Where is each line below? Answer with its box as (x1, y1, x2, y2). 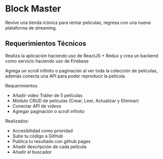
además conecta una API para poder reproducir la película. (5, 73, 126, 79)
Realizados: (5, 118, 29, 124)
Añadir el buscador (12, 148, 52, 155)
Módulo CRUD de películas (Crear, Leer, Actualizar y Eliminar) (12, 97, 139, 103)
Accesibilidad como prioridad (12, 127, 73, 133)
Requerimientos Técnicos (5, 39, 86, 48)
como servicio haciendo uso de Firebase (5, 58, 89, 64)
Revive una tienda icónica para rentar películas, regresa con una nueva (5, 19, 151, 25)
